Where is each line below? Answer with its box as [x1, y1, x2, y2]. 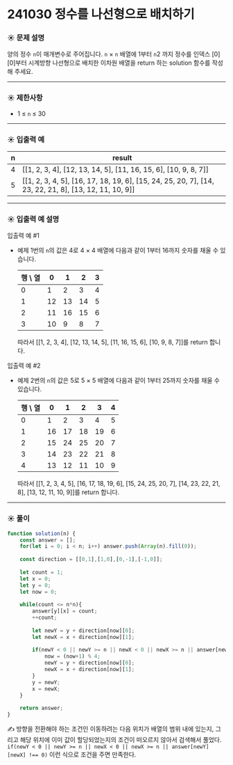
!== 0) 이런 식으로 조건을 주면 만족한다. [28, 750, 137, 759]
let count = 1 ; [19, 569, 64, 576]
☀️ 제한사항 [7, 93, 43, 103]
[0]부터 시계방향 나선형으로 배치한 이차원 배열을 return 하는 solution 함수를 [7, 58, 211, 67]
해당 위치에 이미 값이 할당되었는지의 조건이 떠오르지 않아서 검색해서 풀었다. [19, 736, 222, 744]
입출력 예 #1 [7, 231, 40, 240]
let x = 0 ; [19, 575, 51, 582]
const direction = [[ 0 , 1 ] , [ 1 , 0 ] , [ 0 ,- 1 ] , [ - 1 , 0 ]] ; [19, 556, 163, 563]
